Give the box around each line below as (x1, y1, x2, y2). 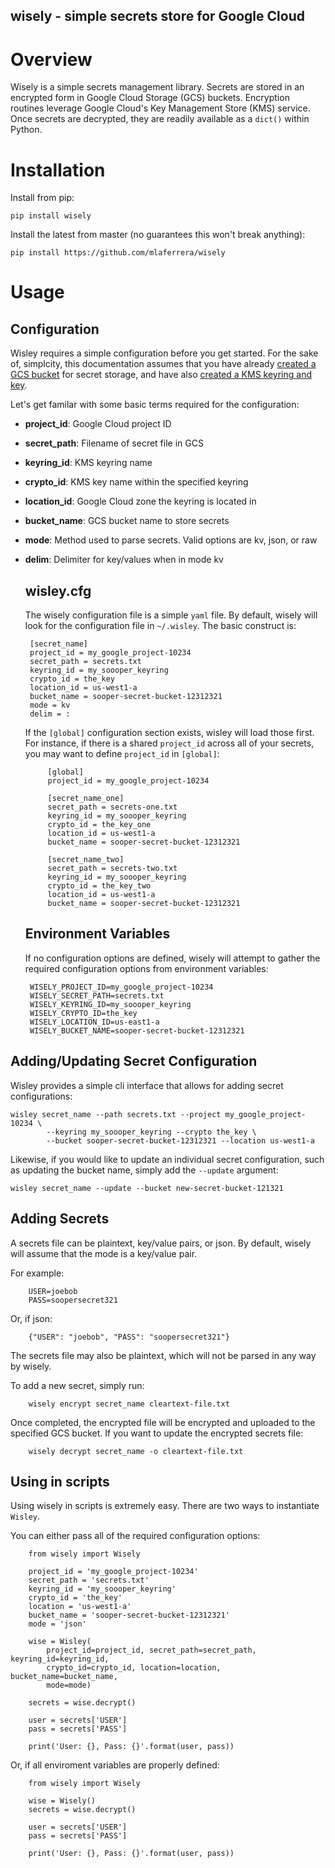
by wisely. (10, 1360, 52, 1372)
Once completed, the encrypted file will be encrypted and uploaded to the (10, 1416, 316, 1428)
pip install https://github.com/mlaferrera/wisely (10, 248, 226, 258)
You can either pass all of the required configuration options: (10, 1530, 261, 1542)
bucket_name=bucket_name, (10, 1672, 118, 1682)
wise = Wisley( (28, 1637, 92, 1647)
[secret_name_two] (47, 855, 125, 865)
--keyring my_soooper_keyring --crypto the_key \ (46, 1127, 257, 1137)
